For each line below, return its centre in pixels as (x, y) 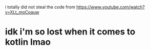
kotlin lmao (28, 42)
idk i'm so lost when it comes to (70, 32)
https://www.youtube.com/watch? (111, 7)
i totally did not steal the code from (40, 7)
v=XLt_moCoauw (22, 12)
